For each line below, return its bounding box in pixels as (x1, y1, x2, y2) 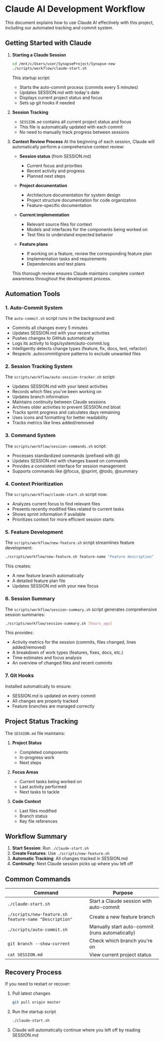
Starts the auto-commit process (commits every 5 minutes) (19, 84, 138, 90)
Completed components (19, 749, 68, 755)
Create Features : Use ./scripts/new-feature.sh (12, 851, 110, 856)
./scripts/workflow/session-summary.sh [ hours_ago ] (5, 621, 112, 626)
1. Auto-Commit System (5, 304, 63, 311)
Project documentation (19, 182, 67, 188)
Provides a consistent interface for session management (12, 463, 126, 469)
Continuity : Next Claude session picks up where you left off (12, 861, 133, 867)
